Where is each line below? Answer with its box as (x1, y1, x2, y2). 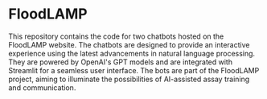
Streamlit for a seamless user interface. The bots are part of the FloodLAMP (8, 65, 260, 75)
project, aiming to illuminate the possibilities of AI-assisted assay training (8, 74, 250, 84)
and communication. (8, 82, 76, 93)
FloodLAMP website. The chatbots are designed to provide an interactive (8, 39, 250, 49)
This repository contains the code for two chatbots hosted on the (8, 31, 224, 41)
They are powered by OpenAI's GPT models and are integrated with (8, 57, 233, 67)
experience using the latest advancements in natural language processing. (8, 48, 256, 58)
